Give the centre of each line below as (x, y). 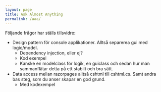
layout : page (19, 10)
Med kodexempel (37, 85)
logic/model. (25, 48)
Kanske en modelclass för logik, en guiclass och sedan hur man (85, 64)
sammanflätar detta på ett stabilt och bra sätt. (66, 69)
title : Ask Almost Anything (34, 14)
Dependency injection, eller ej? (51, 53)
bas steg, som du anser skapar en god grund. (59, 79)
